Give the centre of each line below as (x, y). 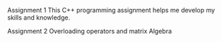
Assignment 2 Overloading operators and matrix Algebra (89, 31)
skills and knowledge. (39, 17)
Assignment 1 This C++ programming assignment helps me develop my (111, 10)
